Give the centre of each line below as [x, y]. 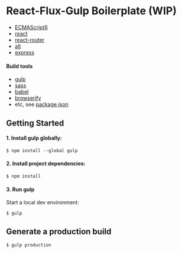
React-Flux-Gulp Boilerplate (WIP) [92, 11]
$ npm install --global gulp [42, 150]
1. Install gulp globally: [34, 138]
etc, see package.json [42, 104]
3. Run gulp [20, 189]
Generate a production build [59, 231]
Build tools [19, 66]
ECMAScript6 [31, 27]
